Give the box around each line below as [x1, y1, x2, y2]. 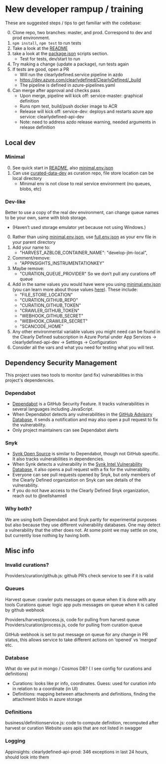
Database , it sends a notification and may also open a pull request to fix [12, 417, 158, 423]
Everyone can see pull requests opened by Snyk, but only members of [12, 472, 156, 478]
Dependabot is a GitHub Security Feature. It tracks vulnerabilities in [12, 401, 150, 407]
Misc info [5, 546, 35, 555]
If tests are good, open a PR [12, 66, 69, 72]
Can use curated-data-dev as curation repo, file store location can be [12, 170, 154, 176]
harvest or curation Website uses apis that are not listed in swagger [5, 725, 142, 731]
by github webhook [5, 607, 44, 613]
